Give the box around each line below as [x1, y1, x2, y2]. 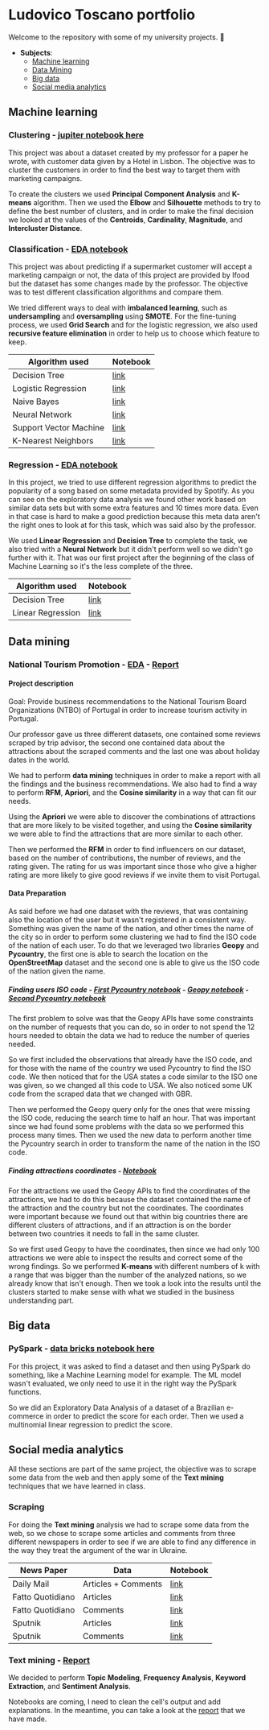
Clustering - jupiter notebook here [8, 130, 145, 141]
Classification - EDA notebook [8, 243, 128, 254]
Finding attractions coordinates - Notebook [8, 1165, 157, 1176]
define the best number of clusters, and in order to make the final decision [8, 206, 255, 216]
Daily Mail [12, 1578, 50, 1589]
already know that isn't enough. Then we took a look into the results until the [8, 1278, 262, 1288]
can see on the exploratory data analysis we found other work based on [8, 495, 247, 505]
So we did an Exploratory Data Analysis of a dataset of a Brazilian [8, 1403, 225, 1412]
